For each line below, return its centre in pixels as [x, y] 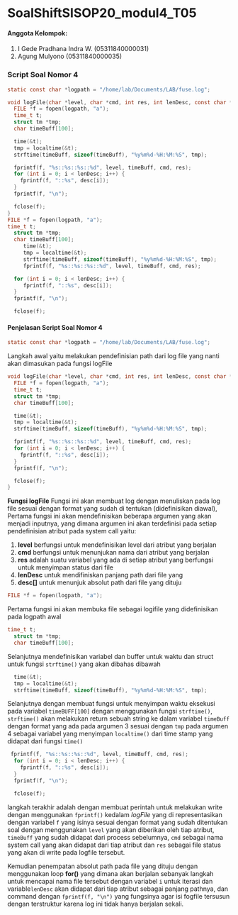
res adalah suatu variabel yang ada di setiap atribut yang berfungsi [115, 560]
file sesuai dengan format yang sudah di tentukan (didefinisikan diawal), [112, 509]
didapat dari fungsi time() [45, 741]
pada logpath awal [34, 617]
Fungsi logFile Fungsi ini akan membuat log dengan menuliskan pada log [114, 501]
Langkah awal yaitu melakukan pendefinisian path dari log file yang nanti [113, 356]
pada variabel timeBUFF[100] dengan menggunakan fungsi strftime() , [110, 711]
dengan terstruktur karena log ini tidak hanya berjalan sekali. [96, 904]
